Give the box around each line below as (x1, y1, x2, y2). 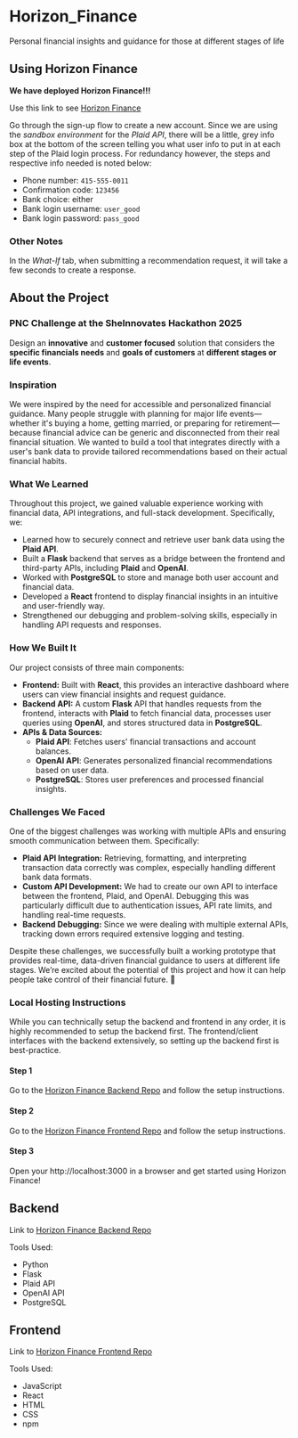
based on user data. (35, 764, 109, 775)
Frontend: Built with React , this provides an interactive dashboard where (21, 679, 289, 690)
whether (9, 418, 40, 429)
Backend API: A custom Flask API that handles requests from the (21, 698, 262, 709)
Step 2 (9, 1106, 34, 1116)
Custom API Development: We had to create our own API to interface (21, 880, 278, 892)
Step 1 (9, 1065, 33, 1075)
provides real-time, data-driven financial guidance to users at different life (9, 955, 280, 966)
